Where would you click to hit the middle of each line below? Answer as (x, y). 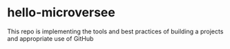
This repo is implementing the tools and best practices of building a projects (115, 31)
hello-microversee (61, 13)
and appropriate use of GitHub (50, 38)
